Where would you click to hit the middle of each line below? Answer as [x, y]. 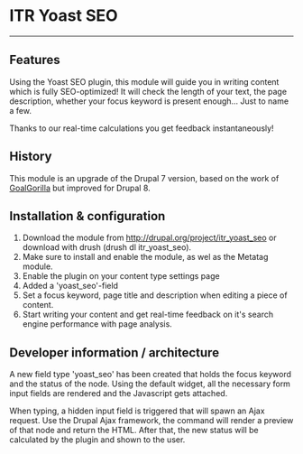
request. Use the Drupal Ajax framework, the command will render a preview [151, 421]
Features [35, 60]
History [31, 157]
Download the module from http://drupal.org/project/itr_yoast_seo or [149, 238]
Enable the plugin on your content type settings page [121, 276]
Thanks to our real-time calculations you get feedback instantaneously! [142, 128]
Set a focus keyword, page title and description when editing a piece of [155, 295]
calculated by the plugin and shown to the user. [97, 440]
